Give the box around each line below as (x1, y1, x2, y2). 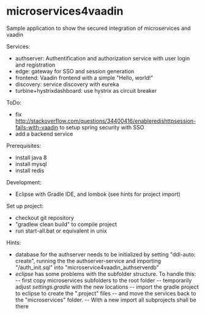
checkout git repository (15, 214, 75, 221)
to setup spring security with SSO (59, 123, 144, 131)
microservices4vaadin (6, 4, 124, 18)
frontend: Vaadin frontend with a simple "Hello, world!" (15, 74, 154, 81)
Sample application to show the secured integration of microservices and (6, 24, 191, 32)
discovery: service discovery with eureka (15, 81, 119, 88)
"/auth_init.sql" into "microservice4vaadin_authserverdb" (15, 264, 159, 271)
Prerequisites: (6, 142, 42, 149)
